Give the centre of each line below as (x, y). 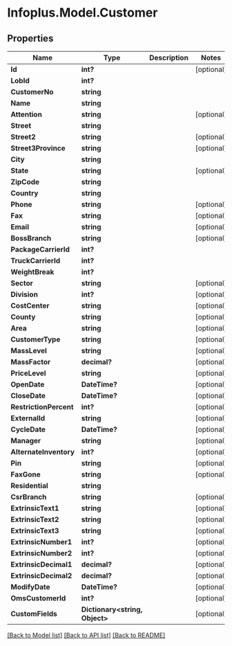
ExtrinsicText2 (35, 519)
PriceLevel (28, 373)
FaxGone (26, 474)
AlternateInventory (42, 452)
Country (25, 193)
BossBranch (31, 238)
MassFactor (30, 362)
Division (24, 294)
